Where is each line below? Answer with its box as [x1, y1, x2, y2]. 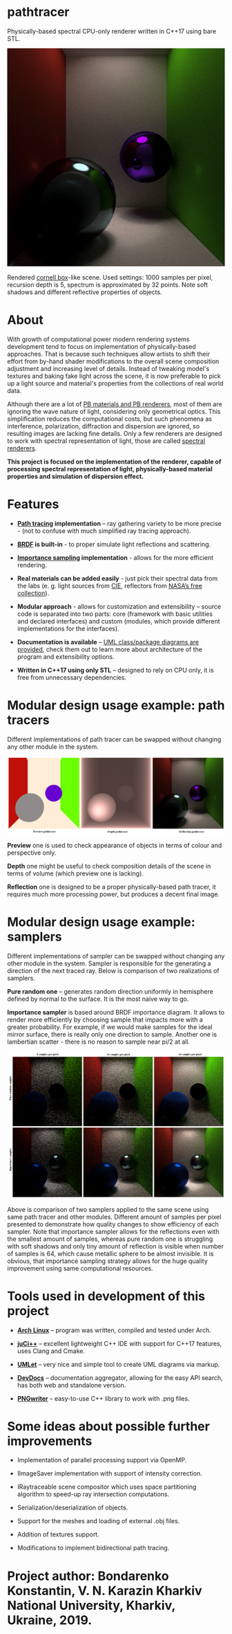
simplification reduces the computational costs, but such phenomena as [7, 415, 213, 423]
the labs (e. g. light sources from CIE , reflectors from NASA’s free [17, 581, 202, 590]
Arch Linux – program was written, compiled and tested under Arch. [17, 1326, 212, 1334]
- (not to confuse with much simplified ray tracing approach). [17, 527, 191, 535]
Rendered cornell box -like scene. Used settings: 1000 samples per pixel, [7, 273, 213, 281]
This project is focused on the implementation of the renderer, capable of [7, 457, 222, 466]
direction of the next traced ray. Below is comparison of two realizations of [7, 966, 220, 974]
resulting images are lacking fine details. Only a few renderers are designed [7, 429, 222, 437]
